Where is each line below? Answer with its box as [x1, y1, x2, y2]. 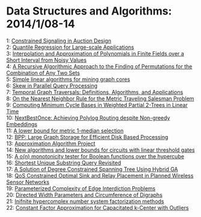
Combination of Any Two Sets [6, 69, 80, 76]
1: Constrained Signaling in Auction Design [6, 37, 111, 44]
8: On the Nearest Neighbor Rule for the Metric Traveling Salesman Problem [6, 95, 194, 102]
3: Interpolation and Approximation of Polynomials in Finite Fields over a [6, 50, 185, 57]
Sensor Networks [6, 178, 50, 186]
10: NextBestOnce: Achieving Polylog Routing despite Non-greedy [6, 114, 170, 121]
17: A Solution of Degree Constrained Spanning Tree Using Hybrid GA [6, 165, 179, 173]
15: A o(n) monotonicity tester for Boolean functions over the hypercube [6, 152, 185, 160]
